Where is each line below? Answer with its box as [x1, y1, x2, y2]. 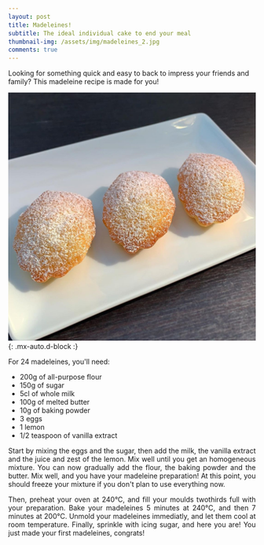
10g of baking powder [19, 406, 90, 415]
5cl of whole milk [19, 389, 75, 399]
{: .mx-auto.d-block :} [8, 342, 79, 351]
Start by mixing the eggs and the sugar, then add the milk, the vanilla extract [8, 446, 256, 456]
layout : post [8, 13, 51, 20]
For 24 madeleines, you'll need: [8, 357, 110, 366]
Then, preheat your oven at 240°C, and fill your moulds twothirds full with [8, 495, 256, 504]
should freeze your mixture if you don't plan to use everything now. [8, 480, 225, 489]
